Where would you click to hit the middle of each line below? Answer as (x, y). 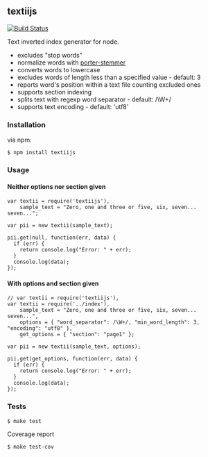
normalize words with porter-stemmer (71, 63)
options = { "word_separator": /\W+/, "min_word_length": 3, (110, 322)
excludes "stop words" (50, 55)
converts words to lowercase (59, 69)
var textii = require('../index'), (59, 304)
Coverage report (31, 434)
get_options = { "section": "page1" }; (77, 335)
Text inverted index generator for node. (63, 42)
